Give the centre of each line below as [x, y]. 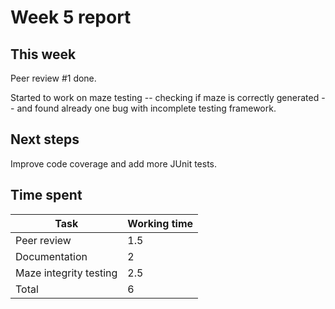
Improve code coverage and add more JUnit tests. [114, 163]
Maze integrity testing [66, 273]
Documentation [51, 256]
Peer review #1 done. [53, 78]
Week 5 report [71, 17]
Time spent [46, 195]
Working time [160, 223]
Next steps [45, 139]
